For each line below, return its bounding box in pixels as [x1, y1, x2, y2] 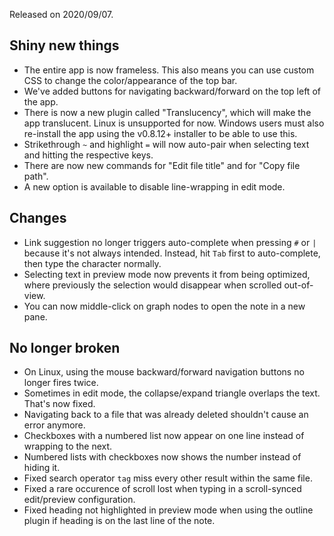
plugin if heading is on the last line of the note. [23, 515, 216, 527]
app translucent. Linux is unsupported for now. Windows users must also [23, 117, 325, 129]
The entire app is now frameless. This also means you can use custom [23, 64, 315, 76]
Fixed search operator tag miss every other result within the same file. [23, 472, 313, 484]
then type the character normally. [23, 257, 162, 269]
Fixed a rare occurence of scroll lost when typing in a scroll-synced [23, 483, 302, 495]
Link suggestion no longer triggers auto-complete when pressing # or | [23, 236, 317, 248]
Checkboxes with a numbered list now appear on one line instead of [23, 430, 305, 442]
